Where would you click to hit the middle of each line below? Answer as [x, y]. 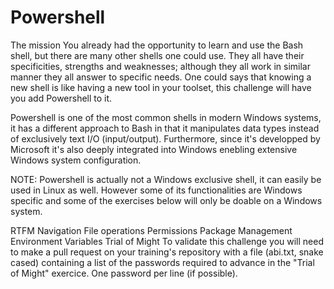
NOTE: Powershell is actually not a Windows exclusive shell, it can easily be [166, 179]
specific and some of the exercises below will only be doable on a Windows [166, 200]
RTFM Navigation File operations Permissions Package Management [151, 230]
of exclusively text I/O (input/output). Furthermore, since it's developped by [165, 138]
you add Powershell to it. [61, 98]
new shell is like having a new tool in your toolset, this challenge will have [161, 87]
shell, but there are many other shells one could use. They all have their [157, 55]
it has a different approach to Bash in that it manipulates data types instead [165, 128]
